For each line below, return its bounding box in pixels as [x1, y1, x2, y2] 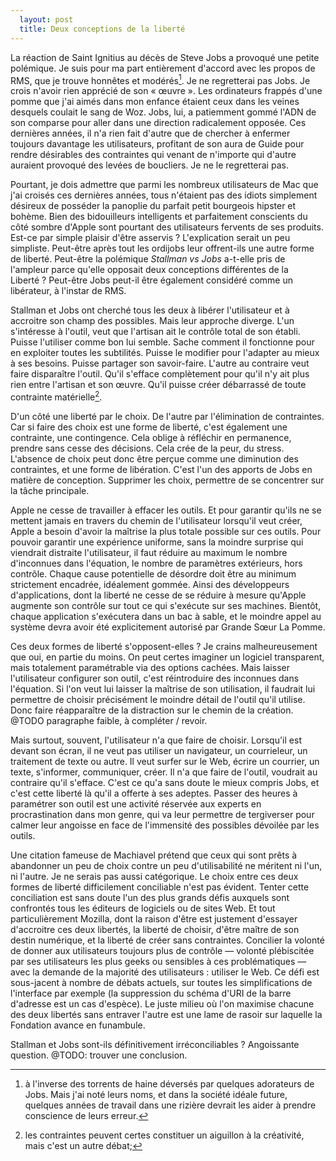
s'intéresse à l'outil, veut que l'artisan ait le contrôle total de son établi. [10, 326, 301, 338]
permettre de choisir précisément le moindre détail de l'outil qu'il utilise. [10, 693, 306, 705]
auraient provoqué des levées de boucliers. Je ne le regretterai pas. [10, 159, 289, 171]
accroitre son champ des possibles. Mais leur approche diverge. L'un [10, 315, 295, 327]
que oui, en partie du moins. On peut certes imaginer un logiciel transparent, [10, 651, 325, 663]
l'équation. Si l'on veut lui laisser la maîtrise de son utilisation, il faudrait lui [10, 682, 316, 695]
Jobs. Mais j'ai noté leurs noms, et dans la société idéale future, [24, 1088, 288, 1100]
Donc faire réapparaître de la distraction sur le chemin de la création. [10, 704, 294, 716]
